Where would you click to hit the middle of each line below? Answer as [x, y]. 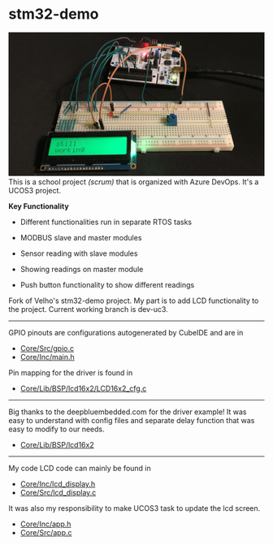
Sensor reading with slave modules [79, 253]
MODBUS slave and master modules [81, 237]
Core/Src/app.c [46, 532]
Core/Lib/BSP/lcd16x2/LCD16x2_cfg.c [83, 388]
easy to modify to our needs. [56, 429]
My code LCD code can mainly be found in [80, 468]
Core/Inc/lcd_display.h [58, 483]
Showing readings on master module [82, 269]
